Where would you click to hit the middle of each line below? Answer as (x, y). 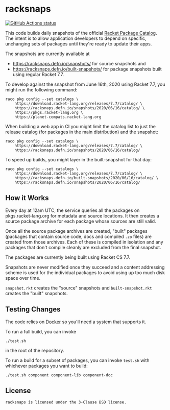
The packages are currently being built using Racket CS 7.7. (68, 257)
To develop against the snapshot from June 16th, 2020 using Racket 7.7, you (85, 84)
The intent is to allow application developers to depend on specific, (76, 38)
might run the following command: (41, 89)
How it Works (27, 198)
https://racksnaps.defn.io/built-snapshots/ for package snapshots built (87, 69)
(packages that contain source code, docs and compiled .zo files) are (79, 236)
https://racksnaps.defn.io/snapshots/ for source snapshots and (79, 63)
